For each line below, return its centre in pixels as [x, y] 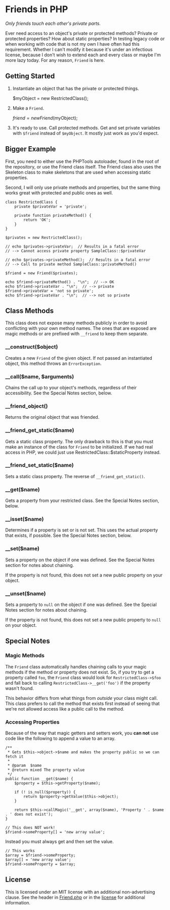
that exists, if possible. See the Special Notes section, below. [69, 535]
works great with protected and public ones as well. [59, 193]
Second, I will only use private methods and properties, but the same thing [83, 187]
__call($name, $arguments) [40, 377]
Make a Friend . [28, 108]
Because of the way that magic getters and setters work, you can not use [82, 733]
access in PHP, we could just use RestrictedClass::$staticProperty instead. [83, 452]
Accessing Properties [32, 722]
